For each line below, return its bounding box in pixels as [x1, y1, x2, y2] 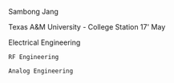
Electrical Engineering [8, 38, 81, 47]
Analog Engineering [8, 67, 74, 75]
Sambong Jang [8, 7, 59, 16]
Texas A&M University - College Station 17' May [8, 22, 166, 31]
